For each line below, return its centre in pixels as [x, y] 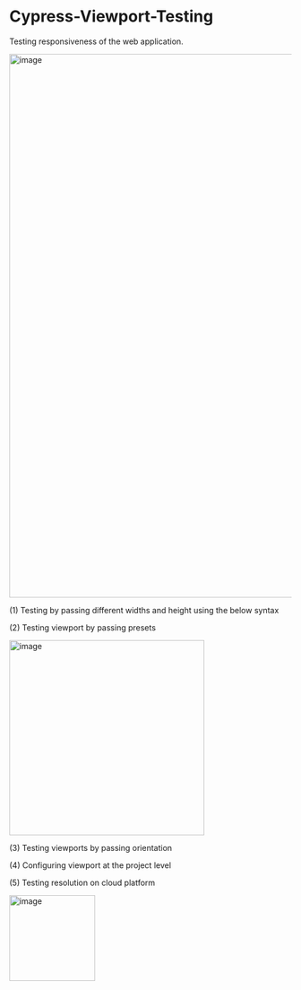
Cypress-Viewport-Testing [111, 17]
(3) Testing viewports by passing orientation [91, 847]
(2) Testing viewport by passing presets [83, 627]
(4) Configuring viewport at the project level [90, 865]
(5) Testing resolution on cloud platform [82, 882]
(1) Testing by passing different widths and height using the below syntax [144, 610]
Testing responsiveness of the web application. [96, 41]
